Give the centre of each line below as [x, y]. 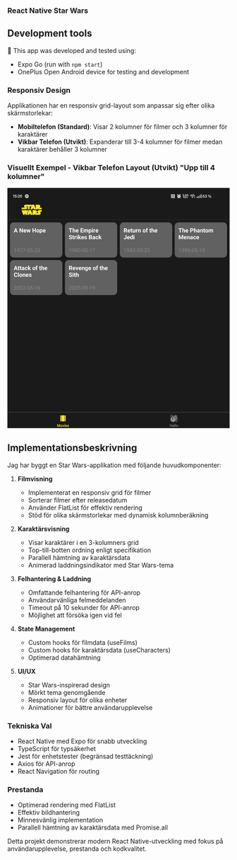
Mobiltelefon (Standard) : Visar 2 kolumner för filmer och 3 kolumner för [122, 127]
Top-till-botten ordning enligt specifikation [90, 550]
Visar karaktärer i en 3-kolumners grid [83, 542]
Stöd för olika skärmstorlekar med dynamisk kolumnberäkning [118, 515]
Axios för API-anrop [46, 764]
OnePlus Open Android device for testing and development [103, 71]
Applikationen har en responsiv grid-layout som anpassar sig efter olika [111, 105]
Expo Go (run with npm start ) [60, 64]
